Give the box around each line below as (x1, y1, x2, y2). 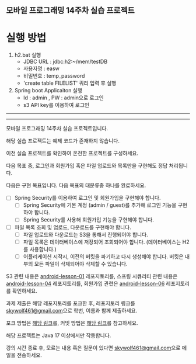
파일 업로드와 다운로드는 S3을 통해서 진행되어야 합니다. (23, 231, 149, 238)
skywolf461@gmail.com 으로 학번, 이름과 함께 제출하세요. (6, 307, 138, 314)
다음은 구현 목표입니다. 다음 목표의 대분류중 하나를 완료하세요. (6, 182, 146, 189)
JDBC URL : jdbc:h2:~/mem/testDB (23, 58, 108, 65)
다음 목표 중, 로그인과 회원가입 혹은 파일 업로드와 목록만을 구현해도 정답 (6, 162, 168, 169)
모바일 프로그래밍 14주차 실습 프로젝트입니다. (6, 125, 108, 132)
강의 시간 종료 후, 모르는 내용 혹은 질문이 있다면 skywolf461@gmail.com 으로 (6, 344, 181, 351)
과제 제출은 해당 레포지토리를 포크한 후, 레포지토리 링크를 (6, 300, 135, 307)
